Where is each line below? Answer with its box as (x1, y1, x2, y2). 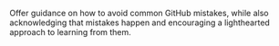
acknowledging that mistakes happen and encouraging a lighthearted (9, 17, 271, 28)
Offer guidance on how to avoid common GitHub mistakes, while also (9, 8, 269, 18)
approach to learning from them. (9, 27, 132, 37)
